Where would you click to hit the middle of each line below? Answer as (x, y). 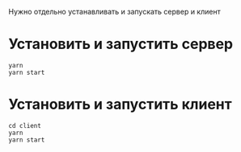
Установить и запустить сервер (121, 44)
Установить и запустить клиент (120, 105)
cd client (25, 125)
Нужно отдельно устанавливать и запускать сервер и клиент (114, 12)
